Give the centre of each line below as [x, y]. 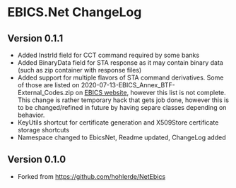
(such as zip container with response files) [79, 70]
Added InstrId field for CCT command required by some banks [108, 55]
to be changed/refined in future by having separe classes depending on [122, 107]
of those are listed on [48, 85]
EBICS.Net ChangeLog [75, 12]
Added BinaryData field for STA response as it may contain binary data [120, 63]
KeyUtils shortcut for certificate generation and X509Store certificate [118, 123]
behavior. [31, 115]
